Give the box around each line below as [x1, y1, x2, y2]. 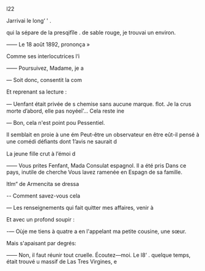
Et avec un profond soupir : [6, 216, 75, 223]
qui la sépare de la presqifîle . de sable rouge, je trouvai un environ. [6, 29, 176, 36]
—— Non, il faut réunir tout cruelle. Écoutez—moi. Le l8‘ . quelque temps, [6, 251, 191, 259]
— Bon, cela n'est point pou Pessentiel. [6, 119, 105, 126]
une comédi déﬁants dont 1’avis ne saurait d [6, 138, 117, 145]
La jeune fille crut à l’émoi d [6, 150, 76, 157]
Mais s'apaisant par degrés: [6, 240, 76, 247]
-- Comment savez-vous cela [6, 192, 81, 199]
